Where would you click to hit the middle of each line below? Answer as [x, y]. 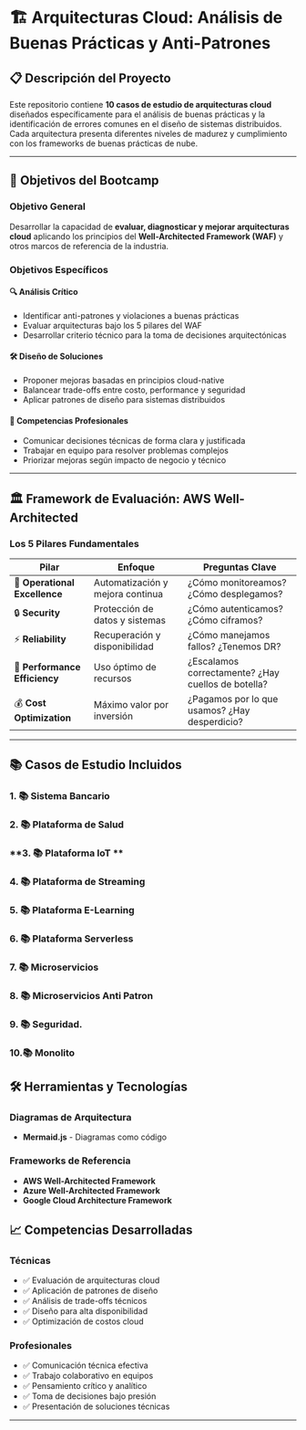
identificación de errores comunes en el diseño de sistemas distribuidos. [146, 124]
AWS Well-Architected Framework [89, 1181]
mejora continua [129, 594]
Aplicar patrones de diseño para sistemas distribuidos [124, 400]
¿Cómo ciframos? [225, 620]
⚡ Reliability [40, 639]
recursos [113, 678]
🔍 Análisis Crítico [44, 292]
